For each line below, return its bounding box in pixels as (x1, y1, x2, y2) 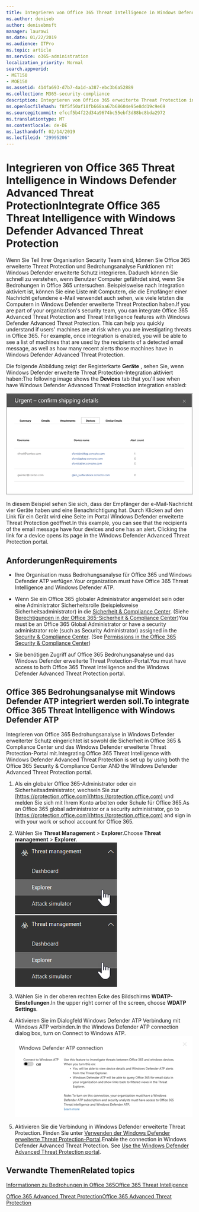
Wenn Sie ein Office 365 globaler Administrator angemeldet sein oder (14, 595, 185, 602)
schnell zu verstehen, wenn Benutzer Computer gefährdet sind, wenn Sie (6, 276, 185, 283)
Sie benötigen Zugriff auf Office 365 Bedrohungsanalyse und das (14, 651, 175, 658)
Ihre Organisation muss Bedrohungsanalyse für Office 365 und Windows (14, 571, 192, 578)
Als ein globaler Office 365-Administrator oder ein (14, 780, 137, 787)
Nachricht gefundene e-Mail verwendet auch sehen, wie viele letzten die (6, 295, 184, 302)
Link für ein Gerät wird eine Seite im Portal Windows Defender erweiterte (6, 513, 184, 520)
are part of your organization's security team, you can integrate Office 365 (6, 307, 188, 314)
